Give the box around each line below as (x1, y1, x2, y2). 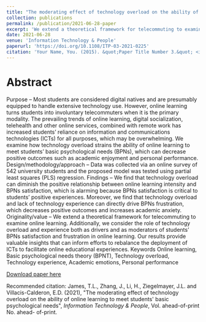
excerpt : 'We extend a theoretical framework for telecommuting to (6, 26, 183, 33)
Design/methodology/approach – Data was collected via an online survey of (6, 161, 198, 168)
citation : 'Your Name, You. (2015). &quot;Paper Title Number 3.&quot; (6, 49, 193, 55)
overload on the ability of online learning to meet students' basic (6, 295, 169, 302)
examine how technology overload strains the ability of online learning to (6, 141, 190, 148)
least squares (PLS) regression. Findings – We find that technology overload (6, 174, 199, 181)
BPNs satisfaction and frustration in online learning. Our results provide (6, 232, 186, 240)
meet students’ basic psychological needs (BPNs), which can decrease (6, 148, 186, 155)
